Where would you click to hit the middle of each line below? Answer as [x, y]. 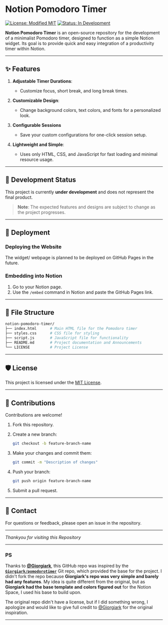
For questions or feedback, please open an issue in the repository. [73, 523]
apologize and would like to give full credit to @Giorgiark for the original [79, 607]
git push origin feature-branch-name [52, 481]
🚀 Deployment [27, 233]
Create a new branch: [35, 434]
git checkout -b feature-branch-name [52, 444]
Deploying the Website [33, 247]
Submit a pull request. [35, 490]
